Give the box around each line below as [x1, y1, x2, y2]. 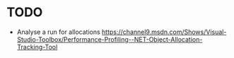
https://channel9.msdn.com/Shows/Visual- [101, 28, 227, 36]
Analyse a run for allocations [16, 28, 100, 36]
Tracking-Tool [16, 42, 58, 51]
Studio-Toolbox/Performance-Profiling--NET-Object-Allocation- [16, 35, 203, 43]
